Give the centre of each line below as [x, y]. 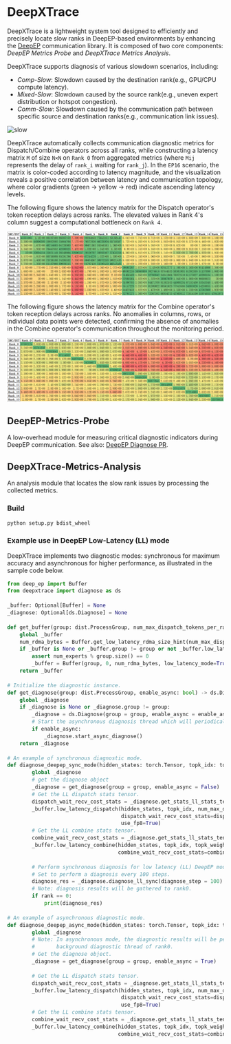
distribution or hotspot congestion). [67, 101]
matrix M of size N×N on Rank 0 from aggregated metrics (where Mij [101, 157]
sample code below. [35, 570]
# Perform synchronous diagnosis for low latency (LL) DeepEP [123, 867]
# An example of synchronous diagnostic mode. [75, 758]
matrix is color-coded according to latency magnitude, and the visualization [114, 172]
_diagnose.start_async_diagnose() [93, 736]
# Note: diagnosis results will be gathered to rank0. [112, 889]
